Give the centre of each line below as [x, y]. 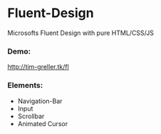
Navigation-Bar [40, 100]
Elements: [25, 86]
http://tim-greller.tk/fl [38, 67]
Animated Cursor [43, 123]
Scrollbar [31, 116]
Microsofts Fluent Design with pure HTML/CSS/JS [81, 33]
